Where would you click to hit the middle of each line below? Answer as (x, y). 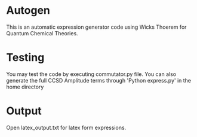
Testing (25, 58)
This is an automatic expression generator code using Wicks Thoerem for (96, 27)
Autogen (28, 10)
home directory (25, 87)
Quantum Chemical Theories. (42, 33)
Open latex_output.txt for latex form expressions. (66, 127)
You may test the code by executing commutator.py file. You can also (91, 74)
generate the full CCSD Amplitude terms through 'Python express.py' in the (99, 80)
